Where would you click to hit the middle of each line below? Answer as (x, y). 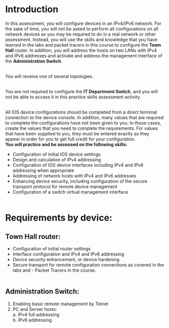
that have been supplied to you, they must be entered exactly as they (77, 133)
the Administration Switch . (34, 61)
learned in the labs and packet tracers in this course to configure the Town (83, 45)
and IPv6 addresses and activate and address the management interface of (84, 56)
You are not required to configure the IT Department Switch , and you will (82, 91)
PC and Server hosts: (35, 309)
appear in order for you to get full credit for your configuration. (70, 139)
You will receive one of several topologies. (49, 76)
